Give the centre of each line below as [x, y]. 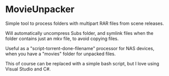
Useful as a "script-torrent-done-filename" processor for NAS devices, [80, 48]
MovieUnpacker [40, 9]
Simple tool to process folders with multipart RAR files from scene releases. [85, 23]
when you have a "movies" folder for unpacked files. [61, 54]
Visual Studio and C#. [28, 69]
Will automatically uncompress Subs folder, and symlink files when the [79, 33]
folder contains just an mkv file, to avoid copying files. [62, 39]
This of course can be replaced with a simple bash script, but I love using [82, 63]
